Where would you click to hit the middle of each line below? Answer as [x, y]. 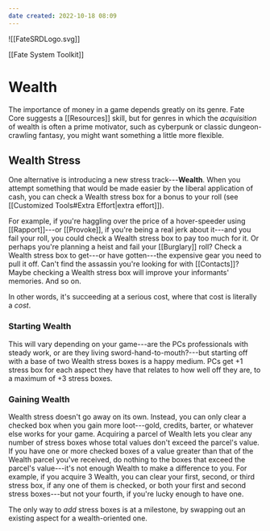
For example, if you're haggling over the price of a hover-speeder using [127, 221]
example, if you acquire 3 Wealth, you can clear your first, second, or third [132, 476]
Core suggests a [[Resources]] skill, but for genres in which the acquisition [133, 118]
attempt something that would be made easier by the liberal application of [131, 188]
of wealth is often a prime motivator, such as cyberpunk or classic [118, 127]
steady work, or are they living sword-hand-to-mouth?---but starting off [128, 353]
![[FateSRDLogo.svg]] [44, 39]
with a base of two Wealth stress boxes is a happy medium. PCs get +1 [126, 361]
